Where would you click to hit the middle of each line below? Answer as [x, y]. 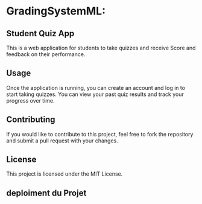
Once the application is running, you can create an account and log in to [96, 88]
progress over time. [31, 100]
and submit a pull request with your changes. [62, 141]
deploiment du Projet [46, 193]
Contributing [31, 120]
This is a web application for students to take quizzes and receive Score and [101, 48]
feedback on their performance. [46, 54]
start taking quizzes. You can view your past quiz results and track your [95, 94]
